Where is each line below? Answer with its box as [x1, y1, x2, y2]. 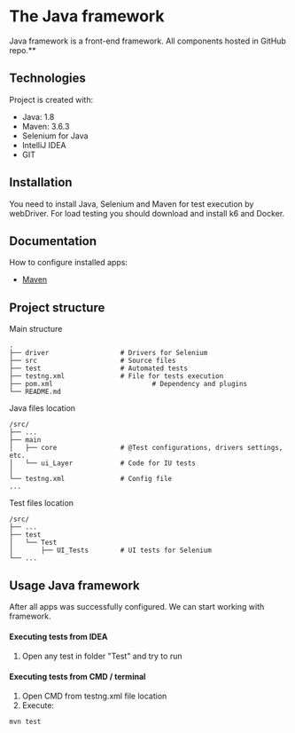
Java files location [9, 403, 76, 414]
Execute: [21, 700, 55, 711]
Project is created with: [9, 94, 94, 105]
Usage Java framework [9, 578, 140, 593]
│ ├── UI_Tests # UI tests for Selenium [9, 546, 213, 556]
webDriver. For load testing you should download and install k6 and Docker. [9, 208, 285, 218]
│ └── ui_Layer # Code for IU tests [9, 459, 197, 468]
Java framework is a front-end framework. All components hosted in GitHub [9, 35, 286, 46]
